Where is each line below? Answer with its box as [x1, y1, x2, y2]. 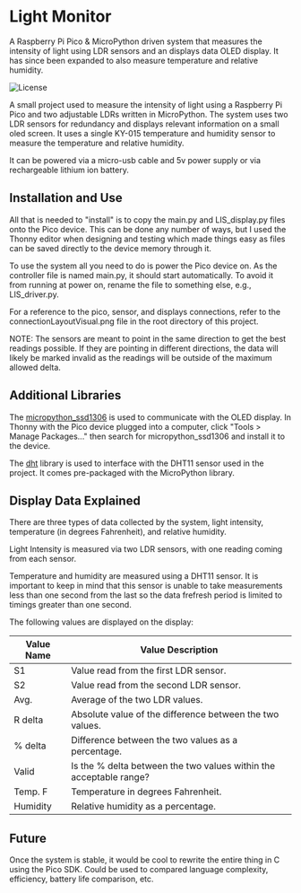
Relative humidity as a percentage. [71, 801, 217, 813]
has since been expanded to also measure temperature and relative [9, 55, 258, 66]
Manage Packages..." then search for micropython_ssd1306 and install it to [9, 431, 285, 442]
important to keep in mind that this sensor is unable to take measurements [9, 581, 283, 591]
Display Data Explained [9, 493, 141, 508]
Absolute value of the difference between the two [71, 708, 279, 721]
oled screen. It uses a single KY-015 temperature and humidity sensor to [9, 127, 276, 138]
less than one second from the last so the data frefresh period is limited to [9, 590, 283, 600]
